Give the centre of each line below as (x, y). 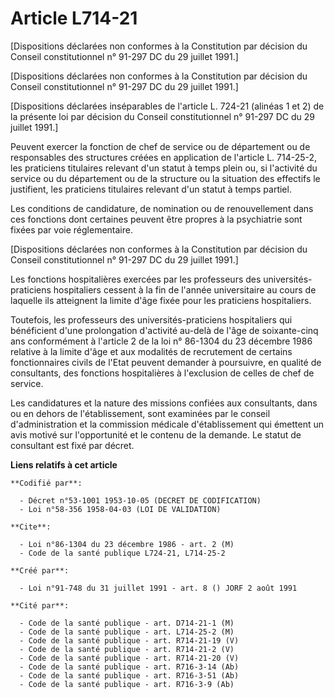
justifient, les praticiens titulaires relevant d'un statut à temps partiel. (151, 189)
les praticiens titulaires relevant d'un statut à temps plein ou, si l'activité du (164, 168)
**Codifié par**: (46, 483)
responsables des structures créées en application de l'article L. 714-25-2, (164, 157)
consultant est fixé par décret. (72, 445)
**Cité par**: (40, 605)
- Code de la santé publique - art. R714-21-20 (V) (129, 658)
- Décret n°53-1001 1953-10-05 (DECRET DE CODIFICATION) (140, 500)
